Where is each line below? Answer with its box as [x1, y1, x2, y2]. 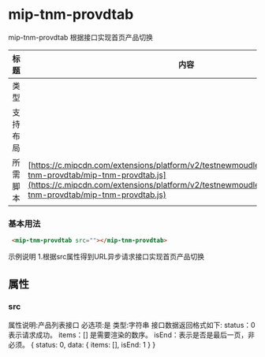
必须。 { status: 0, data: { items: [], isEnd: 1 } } [8, 340, 156, 349]
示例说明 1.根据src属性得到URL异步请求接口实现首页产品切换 [8, 252, 205, 262]
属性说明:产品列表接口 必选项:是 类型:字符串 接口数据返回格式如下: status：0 [8, 320, 256, 329]
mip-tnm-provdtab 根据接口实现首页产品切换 [8, 32, 154, 42]
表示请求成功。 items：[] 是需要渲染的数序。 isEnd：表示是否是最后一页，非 [8, 329, 255, 340]
